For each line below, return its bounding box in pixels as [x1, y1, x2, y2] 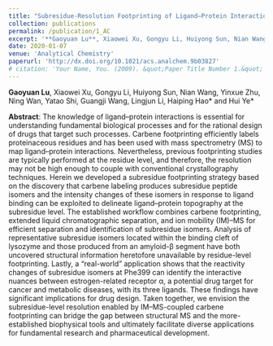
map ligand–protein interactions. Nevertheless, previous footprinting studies [8, 146, 262, 155]
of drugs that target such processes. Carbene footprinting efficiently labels [8, 129, 259, 138]
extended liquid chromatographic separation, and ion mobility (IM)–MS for [8, 215, 256, 225]
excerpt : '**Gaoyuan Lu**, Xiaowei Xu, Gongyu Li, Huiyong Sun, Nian [8, 34, 249, 43]
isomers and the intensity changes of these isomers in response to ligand [8, 189, 254, 199]
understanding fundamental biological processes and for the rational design [8, 120, 262, 130]
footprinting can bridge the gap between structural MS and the [8, 310, 219, 320]
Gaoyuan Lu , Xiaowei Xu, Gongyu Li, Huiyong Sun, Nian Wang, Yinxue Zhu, [8, 87, 261, 97]
